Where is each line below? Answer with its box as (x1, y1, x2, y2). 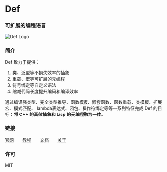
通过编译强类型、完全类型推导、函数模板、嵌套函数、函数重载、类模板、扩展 (5, 99, 162, 105)
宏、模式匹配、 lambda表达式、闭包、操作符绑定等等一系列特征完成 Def (5, 105, 152, 111)
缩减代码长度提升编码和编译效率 (12, 88, 78, 94)
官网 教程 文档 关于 (5, 137, 66, 143)
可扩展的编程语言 (5, 22, 46, 29)
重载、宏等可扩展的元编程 (12, 76, 65, 82)
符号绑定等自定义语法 (12, 82, 56, 88)
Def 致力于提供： (5, 59, 40, 65)
